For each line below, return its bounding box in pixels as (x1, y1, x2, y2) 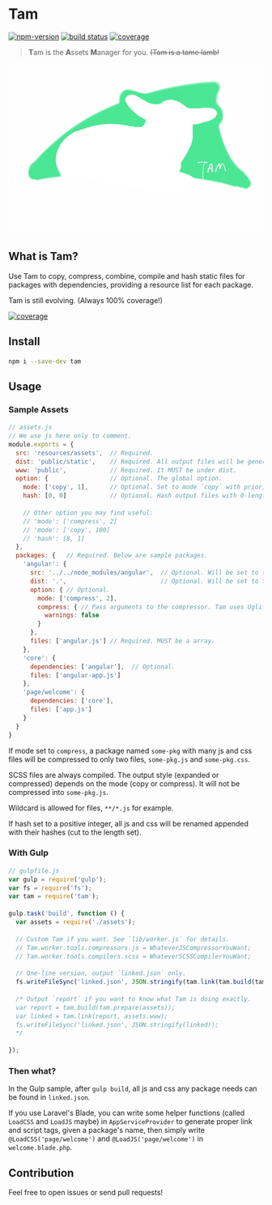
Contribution (8, 1166, 74, 1180)
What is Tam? (8, 250, 79, 263)
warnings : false (44, 611, 100, 620)
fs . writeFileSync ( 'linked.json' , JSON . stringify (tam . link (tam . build (15, 978, 252, 986)
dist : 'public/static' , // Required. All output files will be (15, 457, 244, 466)
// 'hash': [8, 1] (23, 534, 85, 543)
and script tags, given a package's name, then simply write (8, 1126, 205, 1135)
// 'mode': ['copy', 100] (23, 526, 111, 534)
